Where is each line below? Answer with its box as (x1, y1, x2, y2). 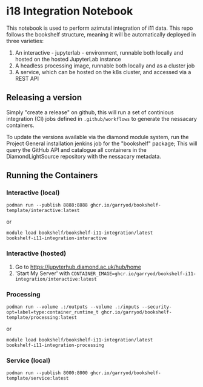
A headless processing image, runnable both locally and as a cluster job (15, 62, 195, 69)
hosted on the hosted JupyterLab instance (15, 55, 121, 63)
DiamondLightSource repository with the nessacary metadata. (6, 152, 162, 160)
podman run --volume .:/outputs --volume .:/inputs (6, 304, 139, 310)
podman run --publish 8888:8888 (6, 202, 88, 208)
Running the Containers (6, 170, 98, 180)
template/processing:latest (6, 315, 78, 321)
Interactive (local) (6, 188, 60, 197)
